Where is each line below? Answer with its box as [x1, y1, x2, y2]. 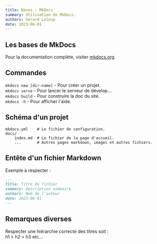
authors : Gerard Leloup [5, 17, 56, 22]
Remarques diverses [5, 215, 72, 224]
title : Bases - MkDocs [5, 7, 53, 13]
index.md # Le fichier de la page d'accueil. [14, 135, 114, 140]
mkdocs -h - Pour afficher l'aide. [5, 98, 71, 104]
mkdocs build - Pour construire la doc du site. [5, 93, 100, 99]
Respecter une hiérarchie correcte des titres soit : [5, 228, 109, 234]
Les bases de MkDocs [5, 40, 76, 49]
